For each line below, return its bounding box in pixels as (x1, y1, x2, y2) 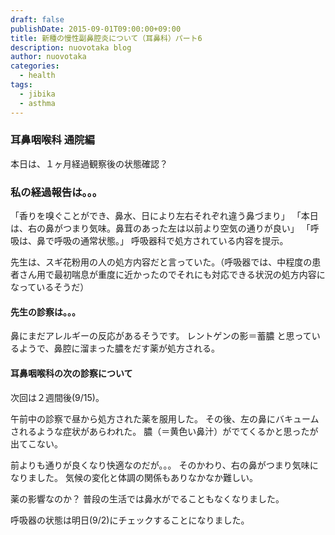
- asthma (19, 98, 56, 108)
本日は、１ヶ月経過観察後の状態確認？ (10, 157, 168, 170)
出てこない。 (10, 437, 63, 450)
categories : (10, 61, 60, 71)
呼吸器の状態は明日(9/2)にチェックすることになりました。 (10, 514, 250, 526)
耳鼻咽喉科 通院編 (10, 133, 95, 147)
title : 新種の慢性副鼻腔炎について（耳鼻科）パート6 (10, 33, 203, 43)
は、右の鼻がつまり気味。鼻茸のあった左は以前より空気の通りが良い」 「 (10, 222, 311, 235)
